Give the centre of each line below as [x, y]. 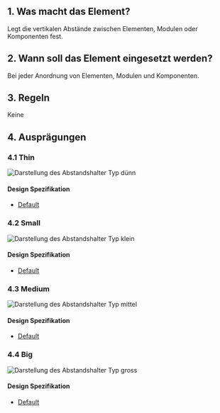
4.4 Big [20, 355]
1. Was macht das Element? [69, 12]
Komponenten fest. [35, 36]
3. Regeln [29, 98]
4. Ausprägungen [47, 137]
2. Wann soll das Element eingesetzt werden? [110, 58]
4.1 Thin [21, 157]
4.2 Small [24, 223]
